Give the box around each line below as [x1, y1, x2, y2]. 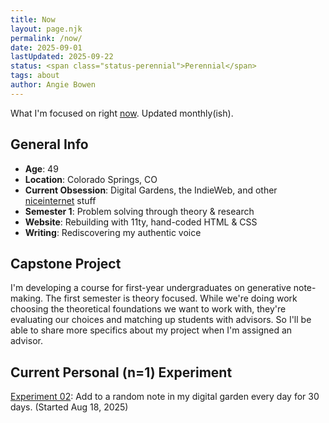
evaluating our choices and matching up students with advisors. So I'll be [10, 314, 312, 326]
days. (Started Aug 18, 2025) [10, 401, 129, 413]
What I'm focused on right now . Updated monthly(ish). [10, 107, 234, 119]
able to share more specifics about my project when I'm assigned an [10, 324, 293, 336]
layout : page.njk [10, 24, 83, 34]
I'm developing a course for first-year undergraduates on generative [10, 282, 292, 294]
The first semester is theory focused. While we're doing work [45, 292, 298, 305]
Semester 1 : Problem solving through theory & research [24, 205, 255, 217]
